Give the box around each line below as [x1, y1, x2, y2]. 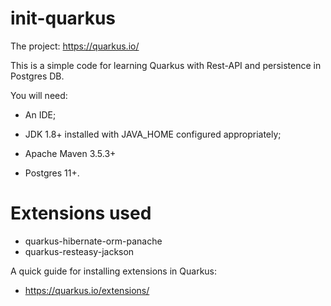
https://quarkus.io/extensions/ [24, 284, 150, 296]
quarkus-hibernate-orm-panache [24, 235, 163, 247]
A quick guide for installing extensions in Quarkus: [10, 265, 218, 277]
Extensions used [10, 202, 152, 225]
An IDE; [24, 108, 57, 121]
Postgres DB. [10, 70, 65, 82]
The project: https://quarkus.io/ [10, 40, 140, 52]
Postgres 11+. [24, 167, 80, 179]
